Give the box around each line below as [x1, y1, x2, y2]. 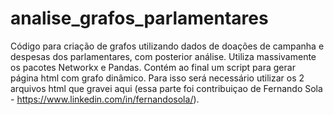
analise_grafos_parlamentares [10, 7, 269, 30]
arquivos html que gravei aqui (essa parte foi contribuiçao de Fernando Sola [10, 82, 323, 94]
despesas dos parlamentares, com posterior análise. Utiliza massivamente [10, 50, 317, 62]
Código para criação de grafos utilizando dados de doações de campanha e [10, 40, 325, 52]
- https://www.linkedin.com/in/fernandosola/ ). [10, 93, 200, 105]
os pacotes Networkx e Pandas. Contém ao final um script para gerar [10, 61, 296, 73]
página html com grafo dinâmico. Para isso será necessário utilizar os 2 [10, 72, 305, 84]
